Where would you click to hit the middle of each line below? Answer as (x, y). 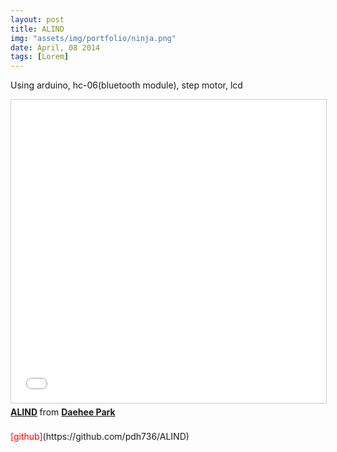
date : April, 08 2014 (55, 47)
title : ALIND (37, 29)
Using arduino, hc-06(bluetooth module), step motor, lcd (126, 85)
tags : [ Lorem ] (40, 57)
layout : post (37, 19)
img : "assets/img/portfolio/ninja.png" (93, 38)
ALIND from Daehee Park (63, 412)
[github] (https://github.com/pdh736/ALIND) (100, 437)
